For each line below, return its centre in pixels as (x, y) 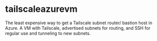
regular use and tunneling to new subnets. (48, 33)
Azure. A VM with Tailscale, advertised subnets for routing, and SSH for (78, 28)
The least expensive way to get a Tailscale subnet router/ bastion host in (79, 23)
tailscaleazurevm (41, 9)
